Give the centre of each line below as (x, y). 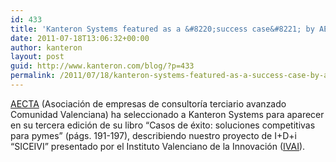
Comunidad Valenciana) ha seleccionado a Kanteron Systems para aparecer (167, 114)
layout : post (37, 57)
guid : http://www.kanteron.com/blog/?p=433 (102, 66)
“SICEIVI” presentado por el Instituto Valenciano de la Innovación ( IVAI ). (158, 146)
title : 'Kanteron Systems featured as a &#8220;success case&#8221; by (162, 29)
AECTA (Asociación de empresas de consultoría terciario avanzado (148, 103)
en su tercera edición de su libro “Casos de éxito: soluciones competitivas (163, 125)
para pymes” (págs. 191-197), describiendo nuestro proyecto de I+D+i (153, 135)
